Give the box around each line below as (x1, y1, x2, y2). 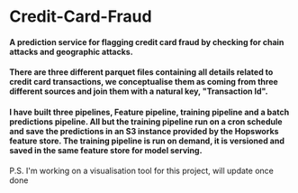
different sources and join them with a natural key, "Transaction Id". (9, 86, 268, 96)
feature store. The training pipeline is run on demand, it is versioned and (9, 135, 285, 146)
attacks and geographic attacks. (9, 46, 133, 57)
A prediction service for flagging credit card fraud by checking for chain (9, 36, 284, 47)
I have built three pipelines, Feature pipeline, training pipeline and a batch (9, 106, 290, 117)
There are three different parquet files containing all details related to (9, 67, 274, 78)
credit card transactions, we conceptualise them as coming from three (9, 77, 279, 87)
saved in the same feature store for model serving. (9, 144, 203, 155)
